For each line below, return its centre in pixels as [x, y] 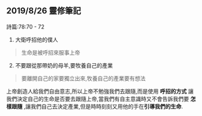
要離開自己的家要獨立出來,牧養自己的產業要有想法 [83, 78]
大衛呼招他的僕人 [37, 39]
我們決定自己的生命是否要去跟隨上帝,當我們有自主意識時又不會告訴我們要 [98, 98]
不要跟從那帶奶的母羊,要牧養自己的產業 [64, 65]
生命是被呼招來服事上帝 [50, 52]
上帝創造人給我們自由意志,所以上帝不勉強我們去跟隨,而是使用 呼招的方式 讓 [100, 91]
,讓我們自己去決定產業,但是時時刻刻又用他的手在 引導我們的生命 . [103, 106]
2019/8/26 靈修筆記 [44, 11]
